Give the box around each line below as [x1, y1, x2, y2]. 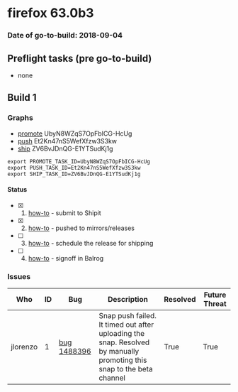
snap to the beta [98, 364, 154, 374]
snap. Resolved [98, 337, 150, 347]
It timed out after [98, 320, 154, 330]
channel [98, 373, 126, 383]
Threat [203, 299, 227, 309]
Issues [7, 271, 31, 281]
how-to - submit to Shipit [28, 208, 101, 217]
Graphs [7, 113, 33, 123]
